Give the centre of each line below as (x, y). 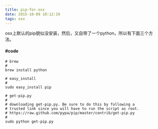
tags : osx (15, 19)
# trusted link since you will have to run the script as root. (72, 108)
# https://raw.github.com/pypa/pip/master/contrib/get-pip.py (70, 113)
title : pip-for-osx (25, 10)
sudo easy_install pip (28, 87)
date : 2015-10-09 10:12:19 (33, 14)
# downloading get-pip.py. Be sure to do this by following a (70, 104)
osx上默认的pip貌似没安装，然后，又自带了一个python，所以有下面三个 (77, 33)
